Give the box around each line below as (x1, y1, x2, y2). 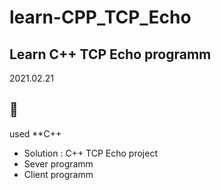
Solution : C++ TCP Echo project (23, 147, 158, 159)
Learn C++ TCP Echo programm (9, 46, 212, 63)
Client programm (23, 168, 94, 180)
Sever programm (23, 157, 94, 170)
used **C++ (9, 127, 62, 140)
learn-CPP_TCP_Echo (9, 6, 192, 29)
